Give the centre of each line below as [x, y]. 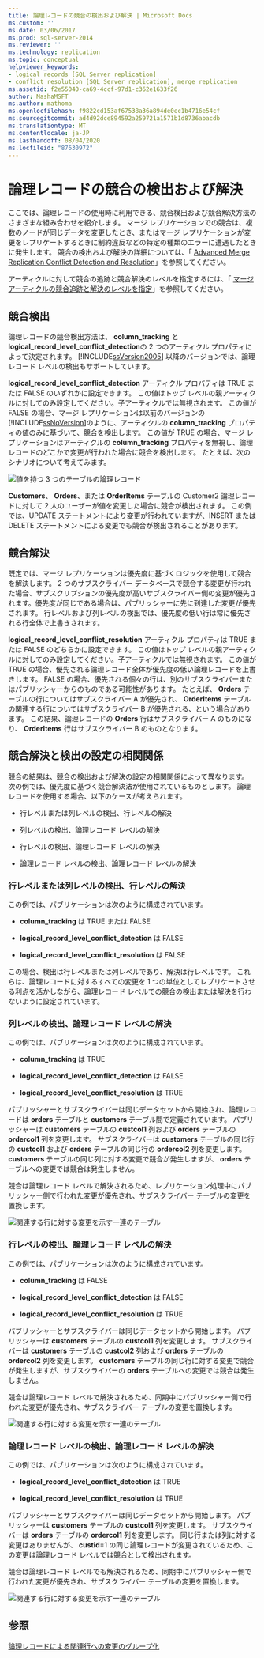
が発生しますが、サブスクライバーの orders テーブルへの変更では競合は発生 [131, 1370]
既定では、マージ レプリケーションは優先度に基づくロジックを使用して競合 [130, 573]
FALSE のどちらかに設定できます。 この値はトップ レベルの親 [123, 649]
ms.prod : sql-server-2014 [50, 38]
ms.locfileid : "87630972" [50, 148]
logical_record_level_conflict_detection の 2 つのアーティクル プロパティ [127, 347]
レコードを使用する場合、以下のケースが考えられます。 [97, 796]
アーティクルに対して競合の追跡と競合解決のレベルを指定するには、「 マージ [131, 279]
